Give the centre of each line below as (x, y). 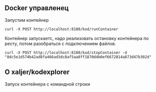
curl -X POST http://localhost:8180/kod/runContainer (62, 29)
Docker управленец (37, 8)
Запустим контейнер (27, 20)
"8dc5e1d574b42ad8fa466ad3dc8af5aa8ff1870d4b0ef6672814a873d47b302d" (78, 57)
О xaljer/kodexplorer (37, 72)
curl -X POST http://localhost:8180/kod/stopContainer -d (66, 52)
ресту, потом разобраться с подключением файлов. (60, 44)
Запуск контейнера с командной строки (47, 84)
